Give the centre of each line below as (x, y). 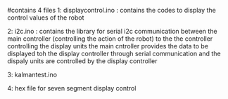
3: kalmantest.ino (32, 74)
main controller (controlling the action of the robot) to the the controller (110, 39)
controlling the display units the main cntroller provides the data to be (108, 46)
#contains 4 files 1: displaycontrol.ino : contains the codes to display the (112, 10)
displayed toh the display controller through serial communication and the (114, 53)
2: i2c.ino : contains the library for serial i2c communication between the (112, 31)
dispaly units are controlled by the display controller (82, 61)
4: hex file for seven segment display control (72, 88)
